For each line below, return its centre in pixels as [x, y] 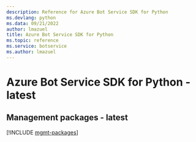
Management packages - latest [67, 118]
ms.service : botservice [37, 47]
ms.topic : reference [33, 40]
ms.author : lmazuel [31, 52]
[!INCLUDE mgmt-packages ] [42, 132]
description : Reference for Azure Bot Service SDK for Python [87, 12]
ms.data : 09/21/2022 [33, 23]
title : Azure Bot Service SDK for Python [60, 35]
